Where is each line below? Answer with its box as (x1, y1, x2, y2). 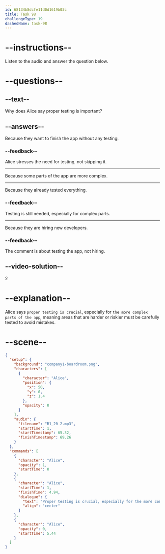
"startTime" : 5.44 (18, 531, 56, 536)
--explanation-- (5, 292, 71, 304)
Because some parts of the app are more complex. (5, 173, 108, 179)
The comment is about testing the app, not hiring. (5, 248, 105, 254)
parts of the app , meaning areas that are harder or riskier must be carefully (5, 314, 160, 320)
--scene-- (5, 336, 47, 348)
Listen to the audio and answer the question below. (5, 58, 109, 64)
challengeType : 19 (5, 16, 43, 21)
